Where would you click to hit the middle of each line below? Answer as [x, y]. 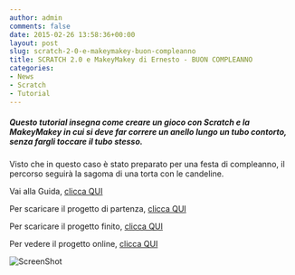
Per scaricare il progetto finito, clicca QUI [86, 226]
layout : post [34, 43]
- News [22, 77]
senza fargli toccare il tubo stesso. [76, 142]
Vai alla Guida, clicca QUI [56, 192]
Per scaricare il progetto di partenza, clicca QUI [98, 209]
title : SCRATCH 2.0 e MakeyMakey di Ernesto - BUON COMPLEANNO [131, 60]
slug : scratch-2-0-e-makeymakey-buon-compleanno [103, 52]
